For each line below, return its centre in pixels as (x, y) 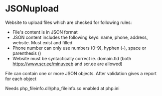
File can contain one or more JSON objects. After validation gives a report (81, 73)
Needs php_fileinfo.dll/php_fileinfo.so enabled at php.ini (62, 88)
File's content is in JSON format (45, 32)
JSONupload (32, 9)
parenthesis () (27, 53)
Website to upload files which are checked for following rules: (69, 22)
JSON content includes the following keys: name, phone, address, (80, 37)
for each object (21, 79)
